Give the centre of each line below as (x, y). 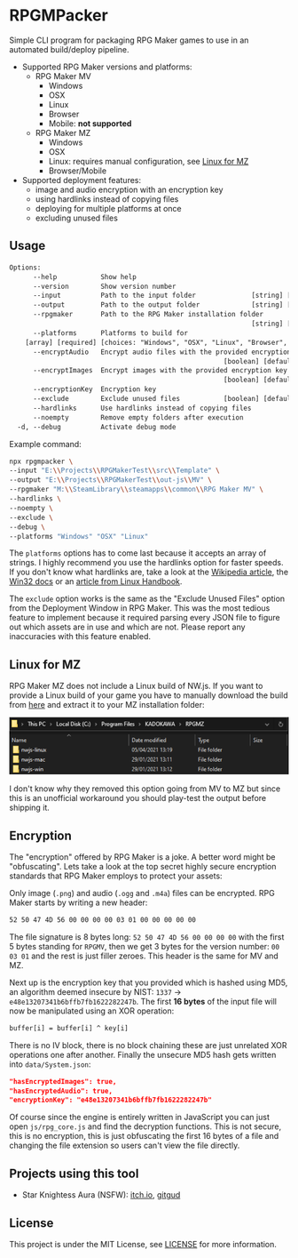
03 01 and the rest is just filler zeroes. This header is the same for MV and (144, 956)
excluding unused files (76, 218)
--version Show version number (104, 286)
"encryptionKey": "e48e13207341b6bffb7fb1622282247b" (111, 1100)
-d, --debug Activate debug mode (97, 427)
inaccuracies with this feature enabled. (80, 637)
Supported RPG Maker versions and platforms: (107, 67)
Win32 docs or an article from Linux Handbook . (96, 581)
